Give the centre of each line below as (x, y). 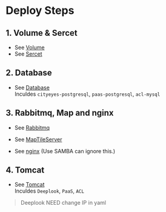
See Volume (29, 47)
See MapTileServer (38, 139)
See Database (32, 87)
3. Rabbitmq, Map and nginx (60, 113)
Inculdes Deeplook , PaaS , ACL (49, 191)
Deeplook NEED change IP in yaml (63, 203)
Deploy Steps (40, 11)
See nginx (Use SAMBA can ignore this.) (65, 151)
